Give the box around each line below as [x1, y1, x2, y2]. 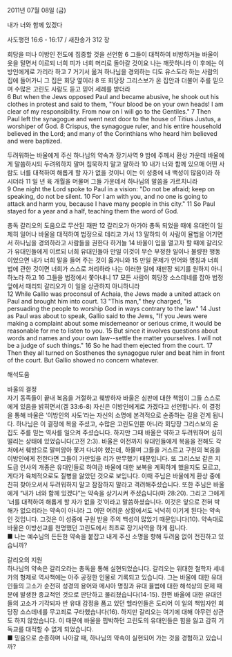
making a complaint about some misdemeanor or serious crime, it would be [7, 319, 222, 327]
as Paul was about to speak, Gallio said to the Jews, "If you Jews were [7, 312, 208, 320]
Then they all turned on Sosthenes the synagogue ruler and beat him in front [7, 349, 225, 357]
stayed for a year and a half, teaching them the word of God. [7, 207, 179, 215]
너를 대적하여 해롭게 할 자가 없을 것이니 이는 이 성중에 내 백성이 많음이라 [19, 168, 213, 177]
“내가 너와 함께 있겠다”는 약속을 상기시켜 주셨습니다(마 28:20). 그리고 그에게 [19, 489, 225, 497]
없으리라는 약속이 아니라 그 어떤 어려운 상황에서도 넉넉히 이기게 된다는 [19, 507, 209, 514]
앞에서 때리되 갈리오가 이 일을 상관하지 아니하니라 [7, 282, 140, 290]
